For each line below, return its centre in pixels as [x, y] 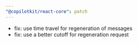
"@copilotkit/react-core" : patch [47, 11]
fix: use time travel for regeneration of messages [73, 28]
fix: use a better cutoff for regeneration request [71, 34]
